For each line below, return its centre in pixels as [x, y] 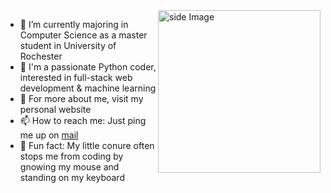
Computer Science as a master [83, 35]
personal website [55, 109]
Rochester [41, 56]
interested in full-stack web [76, 77]
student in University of [68, 45]
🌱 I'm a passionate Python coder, [88, 67]
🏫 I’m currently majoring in [74, 24]
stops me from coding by [71, 156]
